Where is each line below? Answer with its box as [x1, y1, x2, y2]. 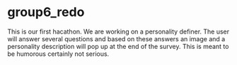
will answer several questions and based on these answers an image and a [7, 34, 226, 43]
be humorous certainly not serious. [7, 50, 110, 58]
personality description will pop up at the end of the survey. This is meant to [7, 42, 229, 50]
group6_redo [7, 4, 85, 20]
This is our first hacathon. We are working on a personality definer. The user [7, 27, 230, 36]
